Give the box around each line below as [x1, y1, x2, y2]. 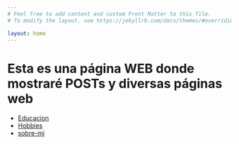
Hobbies [17, 121, 43, 130]
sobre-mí [17, 129, 45, 138]
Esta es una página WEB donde [7, 60, 195, 77]
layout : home [7, 30, 46, 37]
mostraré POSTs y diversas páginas [7, 75, 223, 92]
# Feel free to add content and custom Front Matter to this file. [7, 10, 212, 18]
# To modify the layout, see [7, 17, 94, 24]
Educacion [17, 114, 50, 123]
